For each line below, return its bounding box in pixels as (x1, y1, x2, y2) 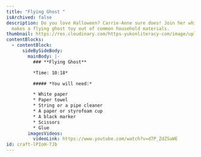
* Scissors (32, 119, 60, 125)
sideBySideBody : (22, 48, 63, 54)
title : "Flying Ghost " (6, 8, 66, 15)
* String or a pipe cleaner (32, 102, 103, 108)
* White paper (32, 91, 68, 98)
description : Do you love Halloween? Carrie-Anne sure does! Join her (6, 20, 186, 26)
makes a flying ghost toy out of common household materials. (11, 25, 170, 32)
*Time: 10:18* (32, 70, 68, 76)
